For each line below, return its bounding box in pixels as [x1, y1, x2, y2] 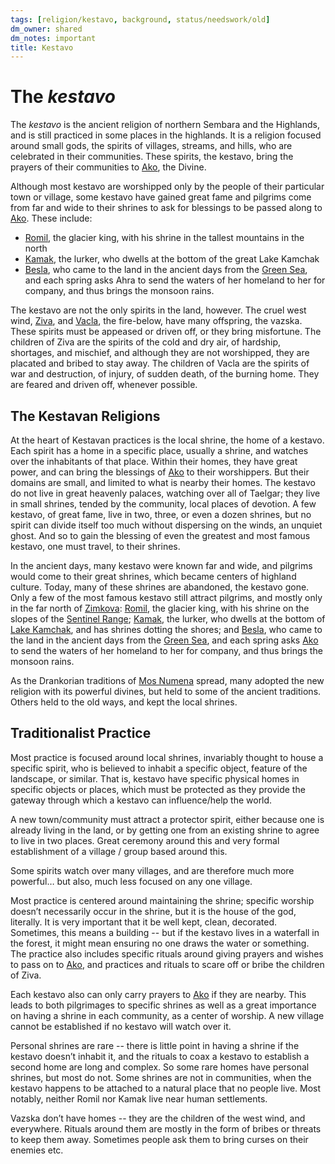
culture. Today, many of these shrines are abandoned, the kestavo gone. [10, 581, 310, 593]
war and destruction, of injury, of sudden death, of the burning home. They [10, 368, 320, 380]
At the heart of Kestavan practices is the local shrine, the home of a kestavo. [10, 434, 325, 446]
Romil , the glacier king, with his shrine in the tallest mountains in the [24, 232, 305, 244]
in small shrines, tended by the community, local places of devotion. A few [10, 498, 317, 510]
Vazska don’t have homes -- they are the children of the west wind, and [10, 1112, 306, 1124]
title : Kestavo [10, 42, 74, 53]
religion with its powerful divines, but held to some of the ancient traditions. [10, 686, 322, 697]
